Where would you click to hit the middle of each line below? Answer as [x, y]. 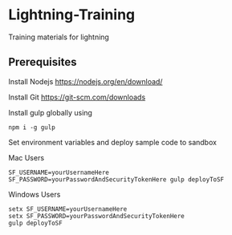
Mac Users [26, 157]
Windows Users [35, 194]
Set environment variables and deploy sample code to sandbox [112, 142]
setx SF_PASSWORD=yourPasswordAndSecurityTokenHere [96, 216]
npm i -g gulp [32, 127]
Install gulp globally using [50, 112]
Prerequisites [43, 62]
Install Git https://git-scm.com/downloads [77, 97]
